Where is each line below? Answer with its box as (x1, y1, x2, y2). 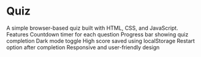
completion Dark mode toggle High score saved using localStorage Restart (6, 37, 195, 44)
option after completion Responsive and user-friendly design (6, 44, 160, 51)
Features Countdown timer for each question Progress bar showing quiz (6, 30, 189, 38)
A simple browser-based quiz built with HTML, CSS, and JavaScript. (6, 24, 179, 32)
